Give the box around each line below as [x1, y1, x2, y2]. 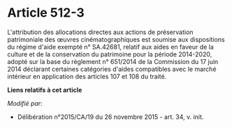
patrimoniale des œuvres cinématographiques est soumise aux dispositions [7, 35, 225, 43]
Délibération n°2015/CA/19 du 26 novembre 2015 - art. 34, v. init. [17, 113, 204, 121]
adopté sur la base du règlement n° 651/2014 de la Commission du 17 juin [7, 57, 219, 65]
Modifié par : [7, 99, 43, 107]
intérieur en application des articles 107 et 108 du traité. [7, 72, 167, 81]
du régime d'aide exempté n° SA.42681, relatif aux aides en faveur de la [7, 42, 215, 51]
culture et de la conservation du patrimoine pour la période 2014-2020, [7, 50, 212, 58]
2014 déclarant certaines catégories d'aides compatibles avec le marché [7, 65, 217, 73]
